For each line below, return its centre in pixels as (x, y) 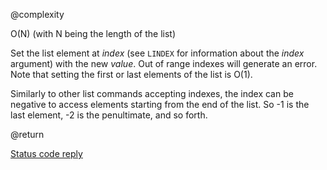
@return (27, 134)
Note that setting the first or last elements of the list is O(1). (131, 74)
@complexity (37, 14)
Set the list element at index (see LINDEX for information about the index (157, 53)
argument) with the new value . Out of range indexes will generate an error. (164, 63)
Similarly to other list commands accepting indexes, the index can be (152, 93)
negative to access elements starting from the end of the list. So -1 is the (160, 104)
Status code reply (46, 153)
